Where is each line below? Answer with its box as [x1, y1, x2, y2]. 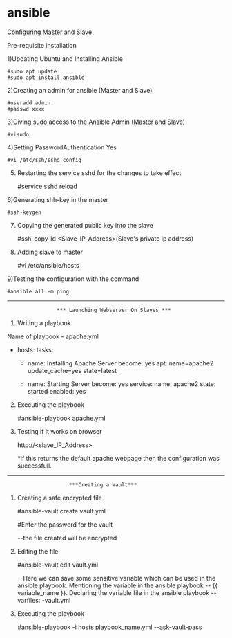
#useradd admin [7, 99, 51, 107]
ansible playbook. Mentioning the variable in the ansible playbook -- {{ [17, 581, 218, 590]
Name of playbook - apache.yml [7, 332, 99, 340]
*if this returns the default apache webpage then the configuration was [17, 454, 220, 462]
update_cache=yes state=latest [27, 366, 117, 374]
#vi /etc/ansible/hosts [17, 261, 79, 269]
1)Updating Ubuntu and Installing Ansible [7, 54, 123, 63]
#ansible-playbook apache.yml [17, 414, 106, 422]
